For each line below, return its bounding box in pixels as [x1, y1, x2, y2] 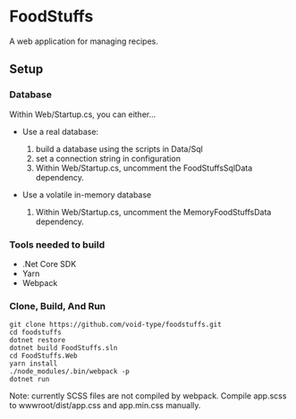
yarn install [9, 359, 58, 368]
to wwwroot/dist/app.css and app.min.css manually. [9, 400, 201, 411]
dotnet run [9, 375, 50, 384]
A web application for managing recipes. [9, 36, 158, 46]
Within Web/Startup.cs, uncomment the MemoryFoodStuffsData [35, 206, 272, 217]
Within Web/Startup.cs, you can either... [9, 109, 156, 120]
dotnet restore [9, 336, 66, 345]
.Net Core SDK [21, 258, 77, 269]
